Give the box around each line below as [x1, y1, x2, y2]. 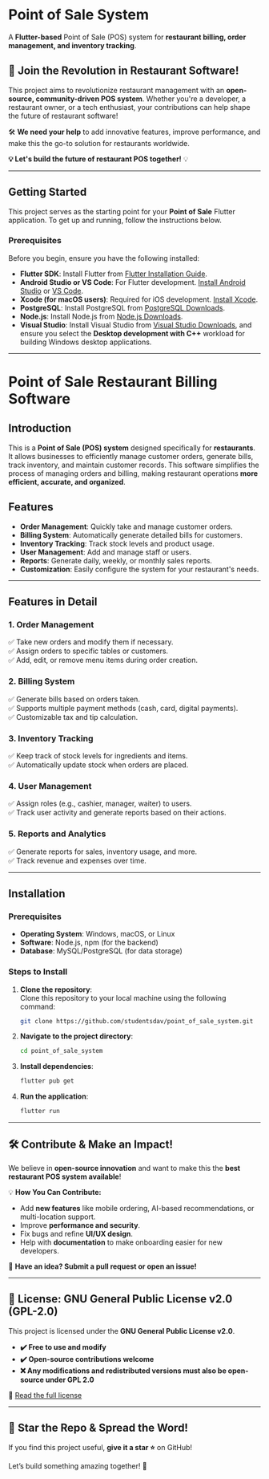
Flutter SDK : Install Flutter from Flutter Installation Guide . [19, 269, 208, 278]
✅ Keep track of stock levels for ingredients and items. [8, 750, 188, 760]
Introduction [8, 421, 72, 435]
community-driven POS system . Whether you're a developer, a [35, 94, 247, 104]
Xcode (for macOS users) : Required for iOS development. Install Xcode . [19, 295, 259, 304]
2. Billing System [8, 676, 75, 687]
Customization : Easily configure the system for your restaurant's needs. [19, 564, 259, 574]
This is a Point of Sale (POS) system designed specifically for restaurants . [8, 443, 256, 453]
